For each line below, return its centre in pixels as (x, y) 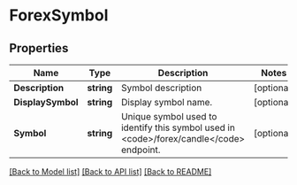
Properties (39, 48)
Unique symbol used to (169, 116)
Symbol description (161, 88)
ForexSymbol (59, 15)
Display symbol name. (167, 102)
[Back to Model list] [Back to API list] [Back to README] (110, 172)
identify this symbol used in (178, 127)
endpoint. (141, 150)
